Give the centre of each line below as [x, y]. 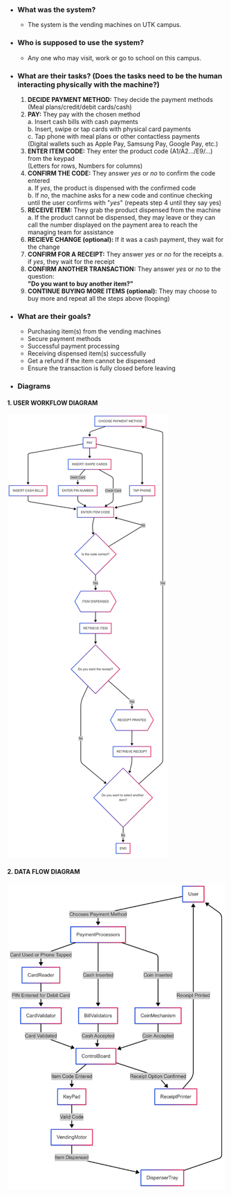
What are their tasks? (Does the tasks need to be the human [120, 76]
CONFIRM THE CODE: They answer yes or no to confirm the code [121, 173]
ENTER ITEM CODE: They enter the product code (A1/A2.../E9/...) [120, 151]
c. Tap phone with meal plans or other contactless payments [114, 136]
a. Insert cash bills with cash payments [83, 121]
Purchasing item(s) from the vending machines [94, 331]
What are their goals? [54, 316]
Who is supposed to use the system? [80, 43]
